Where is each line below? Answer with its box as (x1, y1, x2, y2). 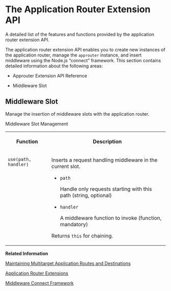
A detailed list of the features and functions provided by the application (5, 31, 154, 37)
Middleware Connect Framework (5, 280, 74, 286)
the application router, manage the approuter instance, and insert (5, 52, 142, 58)
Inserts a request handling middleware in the (51, 156, 158, 164)
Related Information (5, 250, 48, 256)
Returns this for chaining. (51, 232, 113, 239)
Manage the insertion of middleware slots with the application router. (5, 111, 150, 117)
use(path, (8, 156, 32, 162)
